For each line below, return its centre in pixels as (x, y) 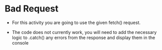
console (20, 42)
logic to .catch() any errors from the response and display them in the (83, 37)
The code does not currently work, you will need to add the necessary (84, 32)
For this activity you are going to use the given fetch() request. (76, 22)
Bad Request (31, 9)
